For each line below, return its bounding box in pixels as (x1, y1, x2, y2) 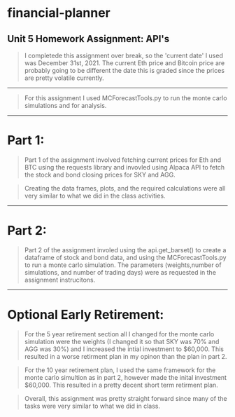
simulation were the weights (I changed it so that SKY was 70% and (24, 337, 220, 346)
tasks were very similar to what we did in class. (24, 402, 161, 410)
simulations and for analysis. (24, 102, 107, 109)
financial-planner (7, 5, 111, 21)
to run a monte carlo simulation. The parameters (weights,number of (24, 261, 222, 269)
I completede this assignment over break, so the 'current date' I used (24, 51, 224, 60)
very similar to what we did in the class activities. (24, 191, 166, 200)
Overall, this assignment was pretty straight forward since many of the (24, 394, 227, 402)
